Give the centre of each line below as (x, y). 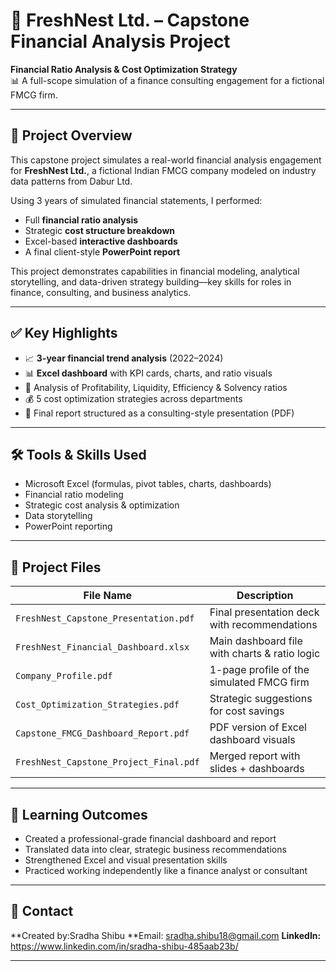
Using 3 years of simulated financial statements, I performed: (136, 200)
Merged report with (255, 756)
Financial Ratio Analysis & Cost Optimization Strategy (124, 69)
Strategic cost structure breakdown (100, 230)
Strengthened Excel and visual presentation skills (126, 860)
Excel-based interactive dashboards (101, 241)
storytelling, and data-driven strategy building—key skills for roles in (151, 281)
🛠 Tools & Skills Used (78, 454)
